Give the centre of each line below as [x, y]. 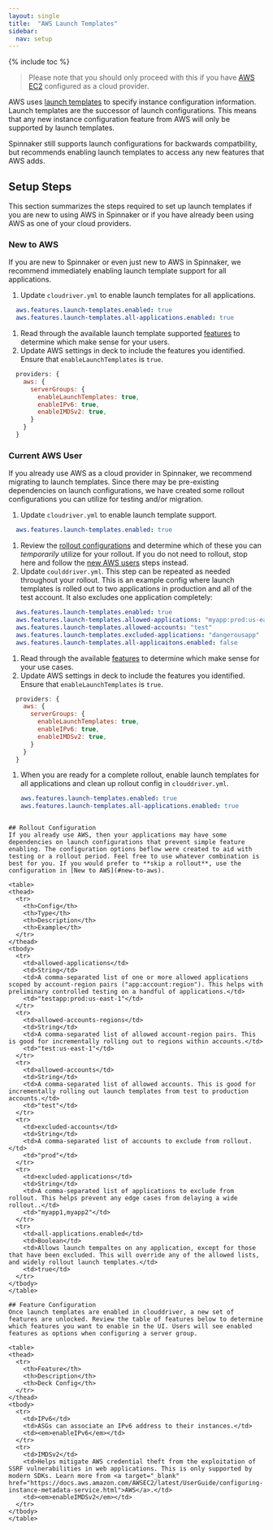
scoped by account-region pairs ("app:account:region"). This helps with [136, 985]
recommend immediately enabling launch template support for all [117, 271]
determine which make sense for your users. [95, 342]
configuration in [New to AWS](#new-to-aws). [87, 871]
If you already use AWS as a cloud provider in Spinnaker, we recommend [130, 474]
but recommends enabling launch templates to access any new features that [136, 152]
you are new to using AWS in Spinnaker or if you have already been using [131, 215]
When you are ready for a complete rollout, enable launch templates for [140, 775]
